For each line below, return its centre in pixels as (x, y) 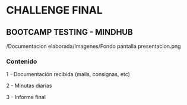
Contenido (22, 61)
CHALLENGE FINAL (54, 10)
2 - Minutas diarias (29, 86)
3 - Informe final (26, 97)
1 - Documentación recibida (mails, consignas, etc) (68, 74)
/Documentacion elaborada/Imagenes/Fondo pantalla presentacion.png (93, 46)
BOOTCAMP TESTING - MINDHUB (70, 32)
